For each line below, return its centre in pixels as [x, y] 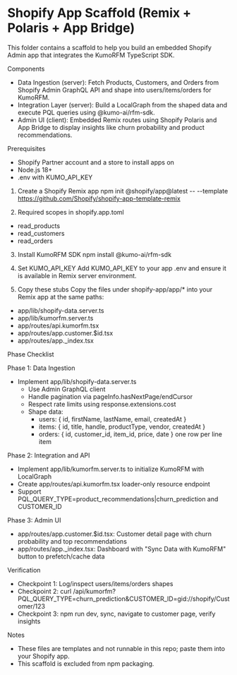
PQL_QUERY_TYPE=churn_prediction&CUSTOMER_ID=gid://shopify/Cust [123, 599]
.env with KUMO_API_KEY [55, 177]
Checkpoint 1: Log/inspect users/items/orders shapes [95, 583]
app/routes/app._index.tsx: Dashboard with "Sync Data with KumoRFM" [122, 549]
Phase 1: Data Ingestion [41, 368]
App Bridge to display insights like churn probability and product [111, 127]
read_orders [35, 241]
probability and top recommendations [72, 541]
